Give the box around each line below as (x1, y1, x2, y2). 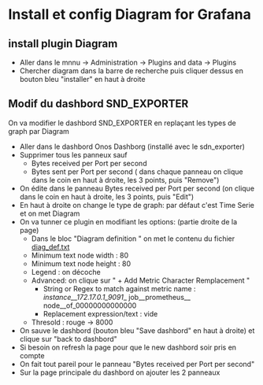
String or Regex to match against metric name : (43, 283, 196, 293)
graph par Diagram (8, 126, 69, 135)
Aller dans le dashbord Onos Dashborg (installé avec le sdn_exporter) (19, 142, 246, 151)
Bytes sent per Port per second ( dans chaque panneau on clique (31, 167, 244, 176)
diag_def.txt (31, 242, 70, 251)
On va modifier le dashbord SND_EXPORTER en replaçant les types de (8, 118, 236, 128)
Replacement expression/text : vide (43, 309, 158, 318)
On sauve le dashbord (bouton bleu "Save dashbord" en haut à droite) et (19, 325, 255, 335)
